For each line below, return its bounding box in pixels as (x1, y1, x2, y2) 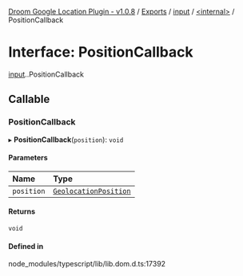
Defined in (8, 241, 44, 250)
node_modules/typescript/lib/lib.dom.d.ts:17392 (8, 259, 166, 269)
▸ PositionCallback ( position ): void (8, 135, 124, 144)
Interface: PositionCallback (8, 43, 193, 61)
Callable (8, 93, 50, 106)
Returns (8, 207, 36, 216)
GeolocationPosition (53, 187, 131, 195)
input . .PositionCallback (8, 69, 84, 79)
